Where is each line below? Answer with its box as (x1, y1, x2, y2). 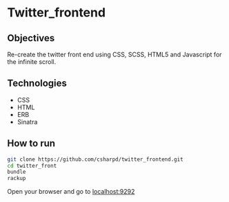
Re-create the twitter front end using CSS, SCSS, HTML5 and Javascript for (7, 50, 222, 58)
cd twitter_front (7, 162, 57, 169)
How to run (7, 137, 56, 149)
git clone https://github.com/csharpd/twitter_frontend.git (7, 156, 184, 163)
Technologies (7, 78, 68, 89)
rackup (7, 175, 26, 182)
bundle (7, 168, 26, 176)
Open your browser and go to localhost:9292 (7, 188, 135, 196)
